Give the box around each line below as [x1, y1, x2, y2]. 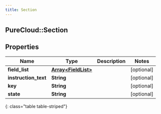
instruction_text [8, 74, 47, 81]
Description [97, 57, 126, 64]
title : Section [5, 7, 37, 12]
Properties [5, 43, 39, 51]
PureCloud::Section [5, 26, 68, 34]
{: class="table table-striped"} [5, 103, 68, 109]
